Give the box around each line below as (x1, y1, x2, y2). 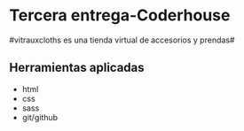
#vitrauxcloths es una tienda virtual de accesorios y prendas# (9, 35, 235, 45)
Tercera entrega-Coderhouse (9, 5, 231, 26)
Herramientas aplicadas (9, 60, 145, 75)
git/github (21, 112, 59, 122)
